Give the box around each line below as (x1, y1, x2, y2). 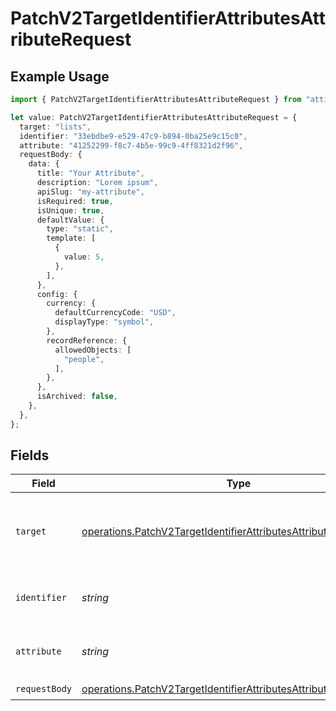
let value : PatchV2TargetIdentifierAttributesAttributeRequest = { (10, 112, 298, 122)
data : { (28, 159, 60, 169)
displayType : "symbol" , (54, 317, 155, 327)
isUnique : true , (36, 205, 105, 216)
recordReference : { (46, 335, 128, 346)
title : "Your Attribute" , (36, 168, 145, 179)
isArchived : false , (36, 392, 118, 402)
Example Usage (10, 68, 110, 85)
